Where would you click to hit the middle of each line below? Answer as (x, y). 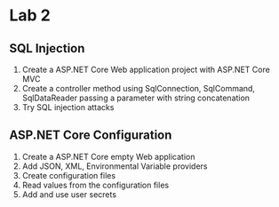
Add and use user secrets (69, 194)
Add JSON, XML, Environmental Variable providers (115, 166)
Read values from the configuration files (96, 185)
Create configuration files (69, 175)
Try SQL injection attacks (68, 107)
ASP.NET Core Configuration (91, 135)
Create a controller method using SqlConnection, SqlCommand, (139, 88)
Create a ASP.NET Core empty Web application (108, 156)
